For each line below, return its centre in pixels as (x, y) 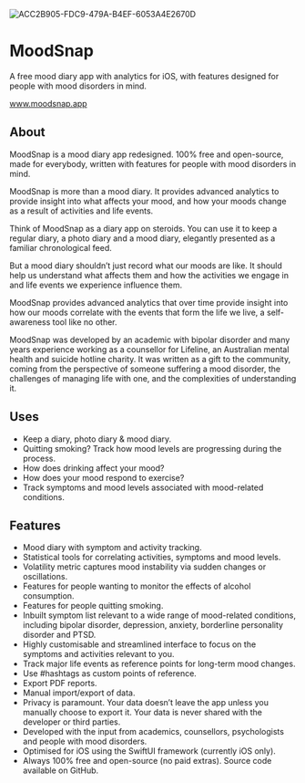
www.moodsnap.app (49, 103)
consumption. (48, 596)
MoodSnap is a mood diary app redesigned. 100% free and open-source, (147, 154)
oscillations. (45, 577)
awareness (30, 322)
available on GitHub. (61, 770)
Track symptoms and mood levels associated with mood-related (143, 487)
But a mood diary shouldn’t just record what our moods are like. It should (146, 266)
